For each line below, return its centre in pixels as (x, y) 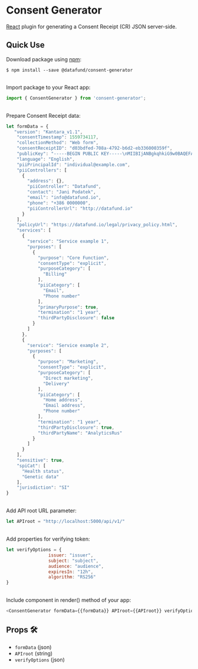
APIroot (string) (34, 653)
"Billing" (55, 274)
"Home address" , (63, 400)
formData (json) (33, 647)
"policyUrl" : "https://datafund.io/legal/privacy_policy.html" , (97, 225)
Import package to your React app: (48, 87)
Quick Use (26, 45)
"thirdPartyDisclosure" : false (76, 318)
